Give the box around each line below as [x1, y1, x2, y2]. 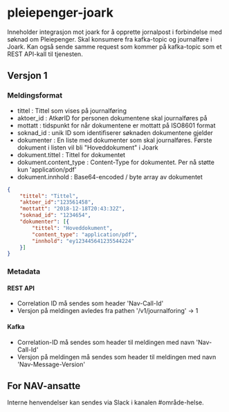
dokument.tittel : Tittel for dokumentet [17, 150, 126, 159]
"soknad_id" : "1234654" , [19, 212, 91, 219]
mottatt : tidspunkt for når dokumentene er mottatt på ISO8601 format [17, 121, 216, 129]
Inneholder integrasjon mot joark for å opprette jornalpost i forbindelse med [7, 28, 223, 36]
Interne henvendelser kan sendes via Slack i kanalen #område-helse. [7, 398, 204, 406]
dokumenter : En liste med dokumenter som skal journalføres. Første [17, 136, 212, 144]
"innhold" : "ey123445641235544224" [32, 238, 135, 244]
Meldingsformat [7, 91, 63, 100]
